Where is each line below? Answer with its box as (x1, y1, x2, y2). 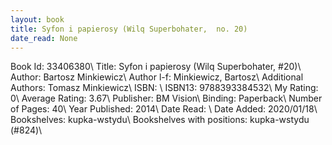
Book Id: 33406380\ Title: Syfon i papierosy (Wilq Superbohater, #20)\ (10, 61, 302, 73)
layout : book (10, 14, 65, 25)
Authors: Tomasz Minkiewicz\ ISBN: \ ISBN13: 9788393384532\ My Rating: (10, 82, 319, 94)
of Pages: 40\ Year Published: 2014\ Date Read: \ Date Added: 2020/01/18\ (10, 103, 318, 115)
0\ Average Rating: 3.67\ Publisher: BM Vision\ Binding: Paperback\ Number (10, 92, 323, 105)
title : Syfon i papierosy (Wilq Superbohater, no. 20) (10, 24, 248, 34)
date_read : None (10, 33, 78, 43)
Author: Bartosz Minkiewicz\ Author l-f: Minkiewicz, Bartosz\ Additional (10, 71, 304, 83)
